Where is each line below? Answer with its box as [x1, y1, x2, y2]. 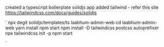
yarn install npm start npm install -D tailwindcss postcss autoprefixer [15, 25, 159, 31]
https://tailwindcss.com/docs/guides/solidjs [5, 10, 97, 16]
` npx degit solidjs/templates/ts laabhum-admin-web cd [5, 20, 121, 25]
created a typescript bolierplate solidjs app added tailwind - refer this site [5, 5, 159, 10]
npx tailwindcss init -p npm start [5, 30, 73, 36]
